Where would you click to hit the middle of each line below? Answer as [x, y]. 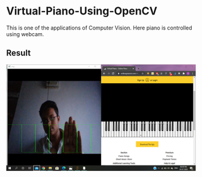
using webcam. [25, 34]
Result [19, 53]
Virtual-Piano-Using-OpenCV [82, 11]
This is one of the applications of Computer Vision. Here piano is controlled [99, 28]
